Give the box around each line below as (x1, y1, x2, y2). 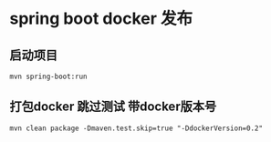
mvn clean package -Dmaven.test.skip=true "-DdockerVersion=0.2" (9, 124, 263, 133)
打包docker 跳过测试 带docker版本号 (9, 99, 217, 115)
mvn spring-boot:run (9, 72, 89, 81)
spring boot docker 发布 (9, 8, 193, 29)
